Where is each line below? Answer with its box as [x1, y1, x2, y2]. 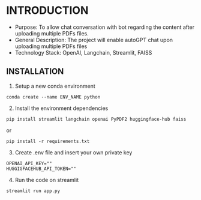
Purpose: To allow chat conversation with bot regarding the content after [14, 23, 195, 31]
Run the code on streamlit [14, 176, 79, 183]
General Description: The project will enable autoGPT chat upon [14, 36, 173, 43]
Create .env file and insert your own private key [14, 148, 133, 156]
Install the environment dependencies [14, 105, 109, 112]
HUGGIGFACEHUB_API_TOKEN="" [6, 166, 77, 172]
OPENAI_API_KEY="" [6, 160, 52, 166]
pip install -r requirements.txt [6, 138, 90, 144]
